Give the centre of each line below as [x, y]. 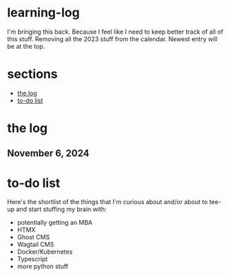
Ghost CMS [33, 237]
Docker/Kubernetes [45, 252]
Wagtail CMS [35, 245]
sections [32, 74]
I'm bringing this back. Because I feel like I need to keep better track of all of [115, 32]
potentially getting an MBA [55, 223]
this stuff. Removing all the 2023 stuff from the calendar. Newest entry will [113, 38]
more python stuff [43, 267]
